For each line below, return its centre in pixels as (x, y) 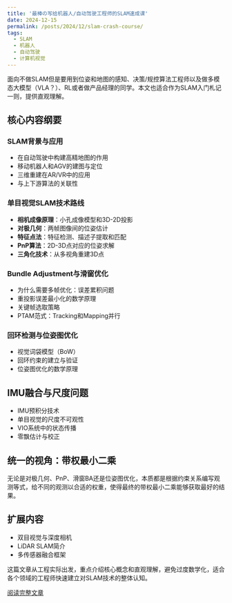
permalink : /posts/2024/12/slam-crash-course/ (75, 26)
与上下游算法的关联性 (47, 184)
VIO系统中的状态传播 (47, 428)
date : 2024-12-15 (32, 20)
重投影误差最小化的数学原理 (57, 299)
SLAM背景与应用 (35, 141)
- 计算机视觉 (30, 59)
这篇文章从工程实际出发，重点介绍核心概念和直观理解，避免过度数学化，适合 (116, 569)
